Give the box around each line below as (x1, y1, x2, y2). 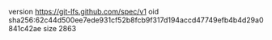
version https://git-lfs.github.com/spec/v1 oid (8, 7, 159, 16)
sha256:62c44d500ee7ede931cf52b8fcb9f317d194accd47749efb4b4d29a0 (8, 15, 264, 25)
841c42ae (8, 24, 42, 33)
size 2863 (43, 24, 77, 33)
